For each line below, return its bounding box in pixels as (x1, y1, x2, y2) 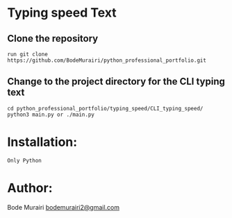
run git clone (7, 51, 49, 58)
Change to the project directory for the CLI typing (7, 76, 226, 87)
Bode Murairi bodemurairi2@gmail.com (7, 203, 120, 211)
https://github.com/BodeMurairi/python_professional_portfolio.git (7, 57, 207, 64)
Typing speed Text (7, 5, 117, 21)
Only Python (7, 157, 42, 164)
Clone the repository (7, 33, 99, 44)
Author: (7, 180, 53, 196)
